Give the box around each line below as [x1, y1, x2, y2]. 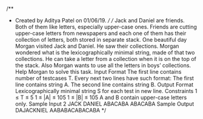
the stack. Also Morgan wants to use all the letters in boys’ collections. [15, 62, 191, 69]
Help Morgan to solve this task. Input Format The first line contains [15, 68, 182, 75]
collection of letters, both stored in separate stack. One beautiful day [15, 36, 187, 43]
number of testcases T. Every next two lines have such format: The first [15, 75, 194, 82]
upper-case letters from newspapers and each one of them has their [15, 30, 187, 37]
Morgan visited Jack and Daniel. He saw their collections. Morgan [15, 42, 179, 50]
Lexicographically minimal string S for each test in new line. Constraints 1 [15, 88, 198, 94]
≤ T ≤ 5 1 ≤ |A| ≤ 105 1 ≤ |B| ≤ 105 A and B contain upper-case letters [15, 94, 187, 101]
